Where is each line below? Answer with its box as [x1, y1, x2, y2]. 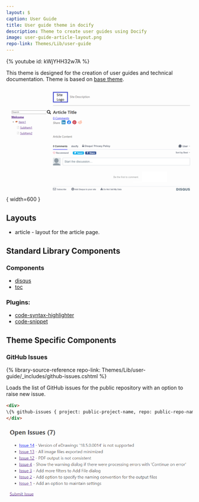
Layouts [6, 213, 37, 223]
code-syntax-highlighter [14, 312, 75, 319]
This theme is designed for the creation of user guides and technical [6, 69, 173, 76]
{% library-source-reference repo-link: [6, 366, 101, 373]
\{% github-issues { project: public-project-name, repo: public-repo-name [6, 409, 197, 415]
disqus [14, 277, 31, 284]
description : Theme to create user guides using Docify [6, 28, 147, 34]
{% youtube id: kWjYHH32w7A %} [6, 58, 90, 65]
